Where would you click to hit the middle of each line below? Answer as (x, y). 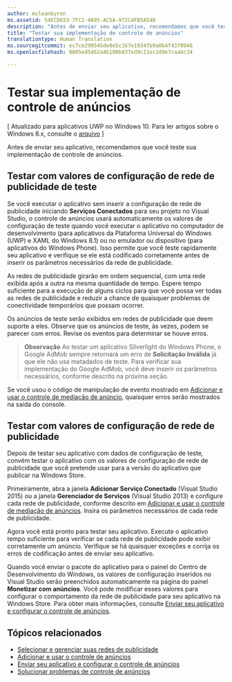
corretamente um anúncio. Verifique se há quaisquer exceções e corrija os (113, 546)
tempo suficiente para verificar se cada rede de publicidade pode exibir (109, 539)
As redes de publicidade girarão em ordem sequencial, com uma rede (106, 276)
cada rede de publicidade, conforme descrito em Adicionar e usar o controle (116, 504)
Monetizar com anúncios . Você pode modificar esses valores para (103, 589)
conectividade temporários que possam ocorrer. (76, 305)
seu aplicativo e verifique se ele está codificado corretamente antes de (108, 255)
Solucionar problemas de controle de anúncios (84, 672)
